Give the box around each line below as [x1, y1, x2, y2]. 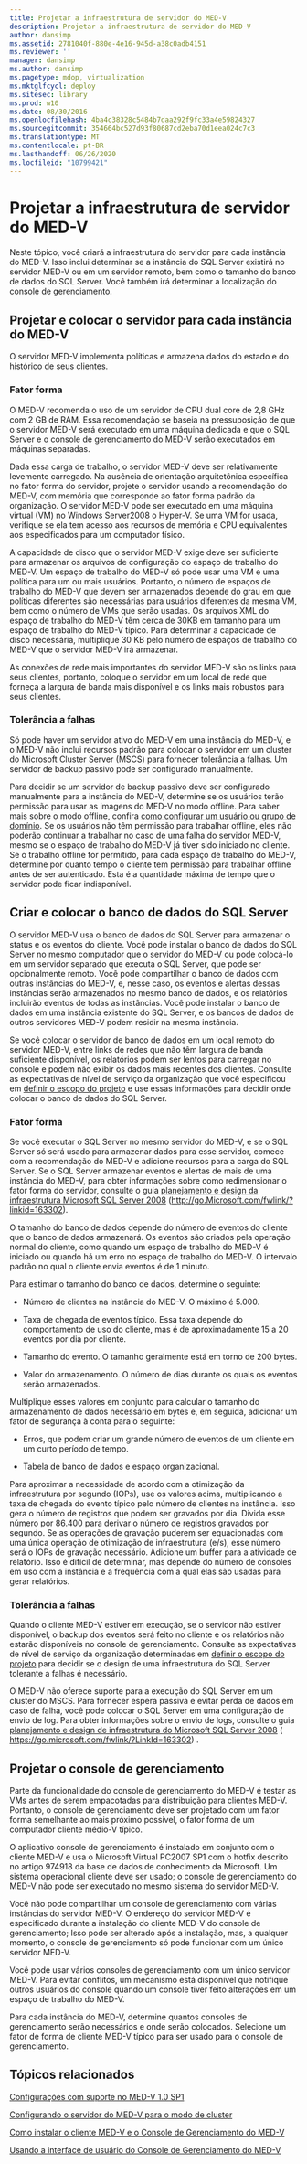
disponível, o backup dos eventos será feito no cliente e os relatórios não [9, 1629, 285, 1640]
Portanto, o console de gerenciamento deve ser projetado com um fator [9, 1805, 281, 1816]
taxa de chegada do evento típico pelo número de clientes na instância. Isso [9, 1497, 296, 1509]
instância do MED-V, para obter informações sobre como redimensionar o [9, 1174, 288, 1185]
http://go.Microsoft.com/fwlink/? [171, 1194, 294, 1205]
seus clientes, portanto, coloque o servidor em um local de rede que [9, 671, 267, 682]
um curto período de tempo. [22, 1442, 130, 1454]
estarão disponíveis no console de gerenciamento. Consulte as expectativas [9, 1639, 297, 1650]
